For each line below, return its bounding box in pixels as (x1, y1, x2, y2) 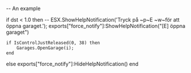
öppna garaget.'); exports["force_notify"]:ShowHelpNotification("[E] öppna (6, 23, 186, 29)
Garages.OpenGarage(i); (16, 45, 75, 51)
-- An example (6, 5, 41, 12)
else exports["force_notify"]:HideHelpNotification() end (6, 61, 139, 67)
